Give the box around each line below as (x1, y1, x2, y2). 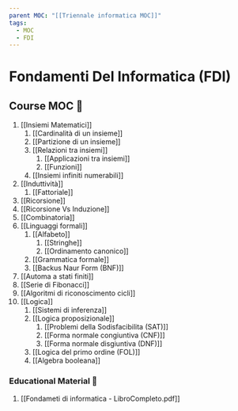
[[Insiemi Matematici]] (20, 120, 93, 130)
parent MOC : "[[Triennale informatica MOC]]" (9, 11, 161, 20)
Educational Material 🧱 (9, 375, 98, 386)
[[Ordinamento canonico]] (43, 246, 129, 256)
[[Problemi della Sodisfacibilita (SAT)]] (43, 322, 169, 332)
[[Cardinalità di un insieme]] (32, 128, 123, 139)
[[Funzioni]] (43, 162, 82, 172)
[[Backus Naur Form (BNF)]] (32, 263, 125, 273)
